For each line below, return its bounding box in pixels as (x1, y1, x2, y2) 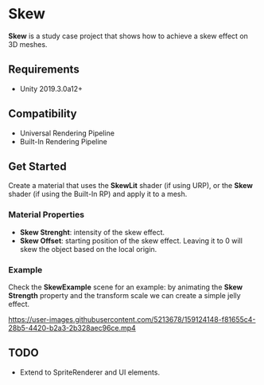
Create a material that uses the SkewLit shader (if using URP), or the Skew (8, 181, 253, 191)
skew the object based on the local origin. (19, 244, 157, 253)
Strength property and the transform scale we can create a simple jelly (8, 290, 241, 300)
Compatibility (8, 107, 77, 120)
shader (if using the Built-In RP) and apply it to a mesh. (8, 189, 188, 199)
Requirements (8, 63, 80, 77)
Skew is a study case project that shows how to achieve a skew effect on (8, 31, 249, 41)
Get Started (8, 159, 67, 173)
